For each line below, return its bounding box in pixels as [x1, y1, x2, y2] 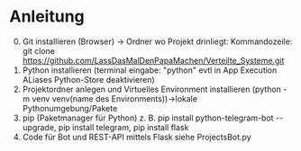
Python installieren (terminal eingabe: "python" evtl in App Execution [22, 65, 278, 75]
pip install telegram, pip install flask [58, 121, 189, 132]
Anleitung [9, 6, 85, 27]
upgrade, [22, 121, 57, 132]
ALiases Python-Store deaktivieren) [22, 74, 155, 84]
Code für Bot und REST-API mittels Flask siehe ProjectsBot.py [22, 131, 251, 142]
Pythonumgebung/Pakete [22, 102, 118, 113]
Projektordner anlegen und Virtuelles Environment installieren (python [22, 84, 281, 94]
